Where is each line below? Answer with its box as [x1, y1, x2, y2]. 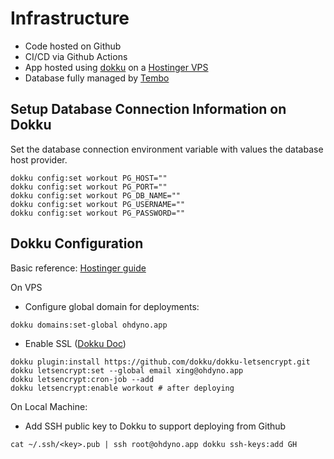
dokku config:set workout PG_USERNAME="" [10, 199, 186, 209]
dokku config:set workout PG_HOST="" [10, 173, 168, 183]
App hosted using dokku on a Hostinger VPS [24, 61, 209, 73]
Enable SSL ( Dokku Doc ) [24, 337, 127, 349]
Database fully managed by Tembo [24, 72, 170, 84]
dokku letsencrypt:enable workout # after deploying [10, 383, 235, 393]
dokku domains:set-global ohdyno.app [10, 320, 168, 330]
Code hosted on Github [24, 40, 122, 52]
